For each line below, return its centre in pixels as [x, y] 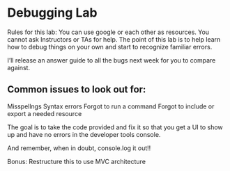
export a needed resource [45, 113]
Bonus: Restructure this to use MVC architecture [77, 161]
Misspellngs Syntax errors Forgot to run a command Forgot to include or [111, 106]
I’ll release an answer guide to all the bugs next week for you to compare [112, 60]
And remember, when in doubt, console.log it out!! [79, 148]
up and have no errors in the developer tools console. [84, 134]
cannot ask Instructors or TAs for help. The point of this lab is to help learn [114, 39]
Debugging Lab [52, 13]
